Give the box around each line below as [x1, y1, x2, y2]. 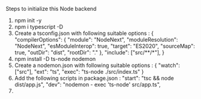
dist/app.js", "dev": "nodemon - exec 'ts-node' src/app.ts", [14, 81, 161, 88]
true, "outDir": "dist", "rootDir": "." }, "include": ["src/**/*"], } [14, 49, 165, 56]
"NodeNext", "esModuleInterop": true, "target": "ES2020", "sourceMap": [14, 42, 195, 49]
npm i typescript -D [14, 24, 64, 30]
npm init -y [14, 17, 42, 24]
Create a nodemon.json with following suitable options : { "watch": [14, 62, 180, 69]
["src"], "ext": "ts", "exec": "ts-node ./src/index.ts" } [14, 68, 144, 75]
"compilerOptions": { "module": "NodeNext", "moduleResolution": [14, 36, 178, 43]
